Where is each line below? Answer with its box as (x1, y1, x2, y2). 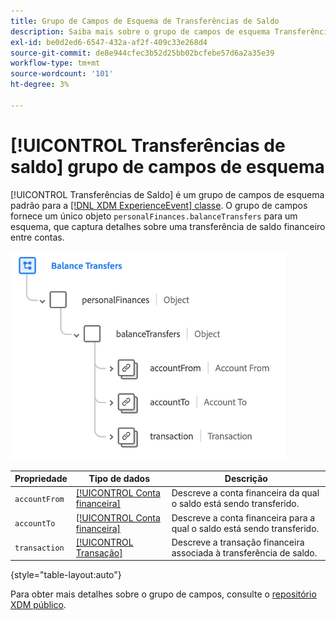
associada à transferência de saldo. (171, 546, 318, 559)
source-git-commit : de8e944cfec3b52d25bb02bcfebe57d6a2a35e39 (10, 48, 275, 58)
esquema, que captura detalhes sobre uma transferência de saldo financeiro (10, 220, 326, 232)
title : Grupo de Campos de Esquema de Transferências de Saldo (10, 16, 280, 26)
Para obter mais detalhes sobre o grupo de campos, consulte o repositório (10, 588, 317, 600)
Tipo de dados (88, 473, 151, 485)
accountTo (14, 519, 56, 529)
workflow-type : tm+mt (10, 58, 101, 69)
